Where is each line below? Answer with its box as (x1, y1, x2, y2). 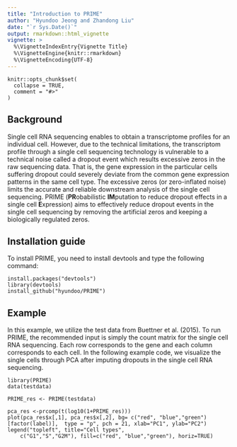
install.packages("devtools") (7, 275, 97, 283)
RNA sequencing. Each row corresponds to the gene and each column (7, 341, 213, 349)
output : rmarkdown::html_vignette (7, 30, 110, 37)
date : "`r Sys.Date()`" (7, 23, 78, 30)
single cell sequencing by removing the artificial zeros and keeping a (7, 207, 207, 216)
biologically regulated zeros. (7, 215, 90, 223)
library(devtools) (7, 281, 62, 289)
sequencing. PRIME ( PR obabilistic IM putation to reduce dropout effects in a (7, 192, 228, 201)
